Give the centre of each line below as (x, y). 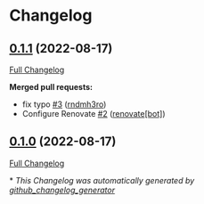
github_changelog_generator (62, 190)
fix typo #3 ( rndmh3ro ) (64, 104)
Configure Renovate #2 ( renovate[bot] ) (94, 114)
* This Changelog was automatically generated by (102, 180)
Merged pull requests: (51, 87)
